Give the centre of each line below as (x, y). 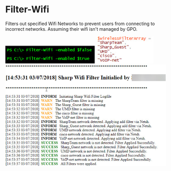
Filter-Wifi (27, 9)
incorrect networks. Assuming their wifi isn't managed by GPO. (71, 29)
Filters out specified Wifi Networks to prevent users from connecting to (80, 24)
